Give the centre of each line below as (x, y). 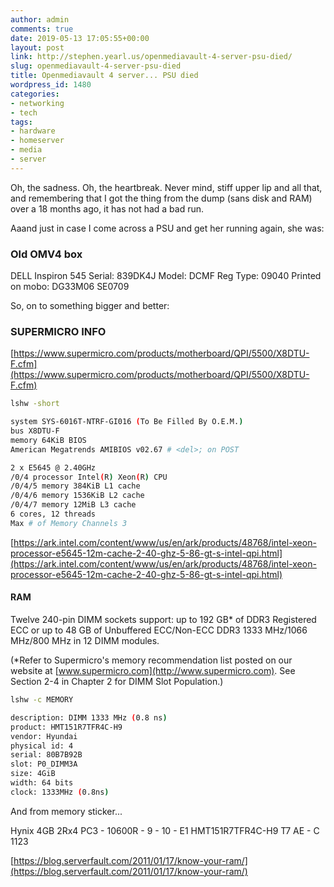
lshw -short (35, 404)
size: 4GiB (33, 774)
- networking (37, 103)
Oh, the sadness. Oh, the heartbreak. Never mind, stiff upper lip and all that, (166, 187)
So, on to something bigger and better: (90, 306)
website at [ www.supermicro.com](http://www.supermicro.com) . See (153, 671)
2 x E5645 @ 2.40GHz (53, 467)
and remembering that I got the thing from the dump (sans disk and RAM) (161, 198)
